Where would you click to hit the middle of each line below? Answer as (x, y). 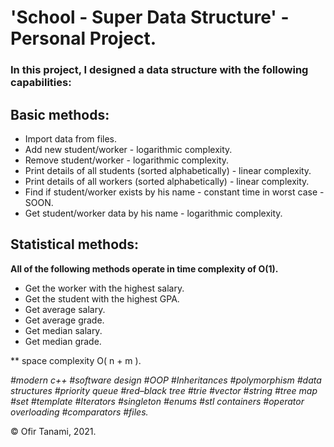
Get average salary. (65, 309)
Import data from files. (71, 138)
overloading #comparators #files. (79, 412)
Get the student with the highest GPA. (102, 298)
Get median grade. (63, 341)
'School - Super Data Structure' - (150, 17)
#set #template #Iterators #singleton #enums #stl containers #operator (157, 401)
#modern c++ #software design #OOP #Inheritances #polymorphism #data (166, 380)
